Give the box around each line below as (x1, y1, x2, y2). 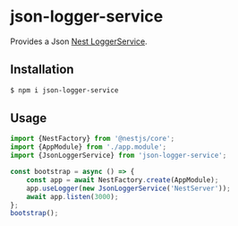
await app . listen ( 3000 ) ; (26, 192, 119, 201)
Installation (10, 62, 74, 77)
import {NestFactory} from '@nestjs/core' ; (10, 135, 175, 143)
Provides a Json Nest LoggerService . (10, 36, 148, 47)
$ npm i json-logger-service (10, 85, 119, 95)
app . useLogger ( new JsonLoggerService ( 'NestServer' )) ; (26, 184, 231, 193)
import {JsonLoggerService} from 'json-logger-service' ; (10, 151, 227, 161)
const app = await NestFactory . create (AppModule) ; (26, 175, 219, 185)
